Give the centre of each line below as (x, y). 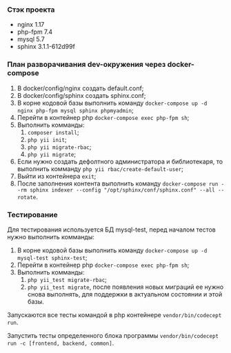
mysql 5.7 (31, 39)
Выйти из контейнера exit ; (57, 176)
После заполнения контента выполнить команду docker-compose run (118, 183)
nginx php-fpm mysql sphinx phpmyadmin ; (75, 110)
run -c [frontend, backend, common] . (61, 343)
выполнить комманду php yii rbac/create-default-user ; (100, 169)
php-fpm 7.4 (35, 32)
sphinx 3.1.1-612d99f (46, 47)
